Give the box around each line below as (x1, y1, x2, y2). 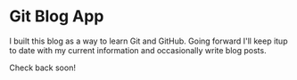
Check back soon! (9, 62, 76, 73)
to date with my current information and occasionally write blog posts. (9, 44, 267, 55)
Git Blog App (9, 6, 104, 27)
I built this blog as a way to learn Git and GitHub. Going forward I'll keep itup (9, 36, 288, 46)
